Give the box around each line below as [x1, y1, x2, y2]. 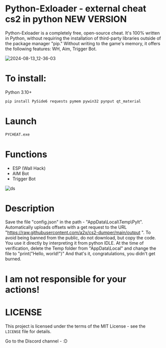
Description [5, 203, 55, 214]
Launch [5, 115, 37, 127]
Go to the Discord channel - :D [5, 338, 68, 344]
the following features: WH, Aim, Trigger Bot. [5, 46, 97, 52]
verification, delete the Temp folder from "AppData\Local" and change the [5, 245, 157, 251]
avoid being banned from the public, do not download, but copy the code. [5, 235, 157, 241]
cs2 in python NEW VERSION [5, 13, 127, 25]
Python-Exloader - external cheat [5, 3, 147, 14]
